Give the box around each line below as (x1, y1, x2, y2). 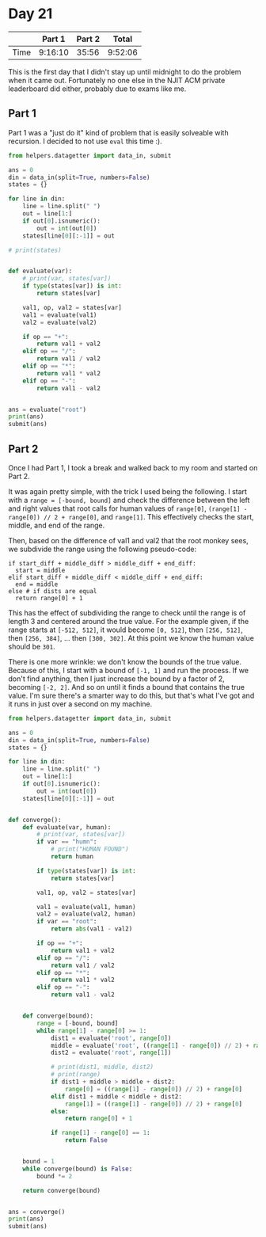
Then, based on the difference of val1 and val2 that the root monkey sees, (8, 535, 249, 545)
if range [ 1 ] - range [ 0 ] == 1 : (50, 1129, 150, 1137)
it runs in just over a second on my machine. (8, 698, 153, 709)
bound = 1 (22, 1158, 55, 1166)
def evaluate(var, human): (22, 823, 112, 832)
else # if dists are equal (8, 587, 97, 595)
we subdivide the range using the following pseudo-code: (8, 544, 196, 554)
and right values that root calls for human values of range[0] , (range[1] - (8, 504, 248, 513)
